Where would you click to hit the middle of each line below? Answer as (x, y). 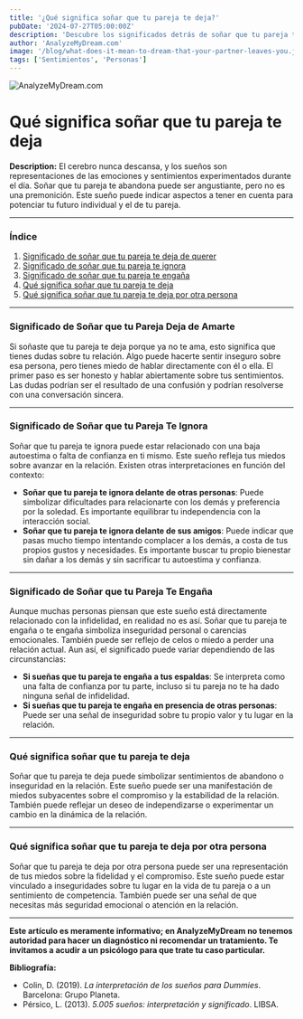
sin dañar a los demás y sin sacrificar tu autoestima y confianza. (142, 559)
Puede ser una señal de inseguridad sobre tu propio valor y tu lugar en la (158, 715)
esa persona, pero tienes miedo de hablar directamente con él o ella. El (141, 365)
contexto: (27, 475)
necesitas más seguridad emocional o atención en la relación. (124, 904)
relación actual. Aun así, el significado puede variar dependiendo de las (142, 650)
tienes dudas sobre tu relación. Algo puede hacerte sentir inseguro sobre (145, 356)
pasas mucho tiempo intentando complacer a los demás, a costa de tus (155, 540)
